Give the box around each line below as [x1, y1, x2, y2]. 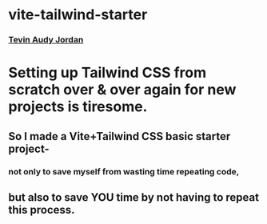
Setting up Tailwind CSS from [8, 64, 207, 82]
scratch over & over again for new [8, 81, 237, 99]
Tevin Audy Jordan [8, 34, 84, 46]
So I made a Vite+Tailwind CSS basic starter [8, 130, 231, 143]
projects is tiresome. [8, 98, 148, 116]
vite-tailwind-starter [8, 6, 148, 24]
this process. [8, 203, 75, 217]
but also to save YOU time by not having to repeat [8, 190, 260, 204]
